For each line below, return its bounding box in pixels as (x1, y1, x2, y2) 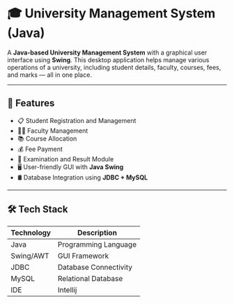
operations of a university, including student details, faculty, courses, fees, (7, 63, 221, 71)
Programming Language (58, 239, 137, 249)
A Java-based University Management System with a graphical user (7, 48, 208, 57)
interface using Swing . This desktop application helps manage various (7, 55, 210, 64)
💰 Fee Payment (17, 145, 63, 153)
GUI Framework (58, 251, 109, 261)
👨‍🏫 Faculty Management (17, 126, 88, 135)
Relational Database (58, 273, 123, 283)
